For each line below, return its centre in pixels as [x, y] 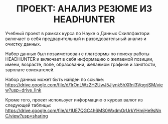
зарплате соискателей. [30, 70]
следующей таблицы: [28, 105]
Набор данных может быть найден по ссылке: [55, 79]
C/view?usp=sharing [27, 115]
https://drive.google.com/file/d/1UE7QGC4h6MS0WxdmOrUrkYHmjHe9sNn [83, 110]
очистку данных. [23, 44]
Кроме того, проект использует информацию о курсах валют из [74, 100]
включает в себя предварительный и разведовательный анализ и [76, 39]
